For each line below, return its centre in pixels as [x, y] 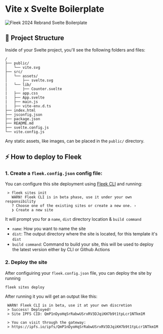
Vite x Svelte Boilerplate [55, 9]
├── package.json [23, 119]
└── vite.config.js [25, 132]
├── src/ [14, 72]
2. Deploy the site [26, 262]
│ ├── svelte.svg [29, 80]
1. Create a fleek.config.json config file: [54, 174]
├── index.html [20, 110]
